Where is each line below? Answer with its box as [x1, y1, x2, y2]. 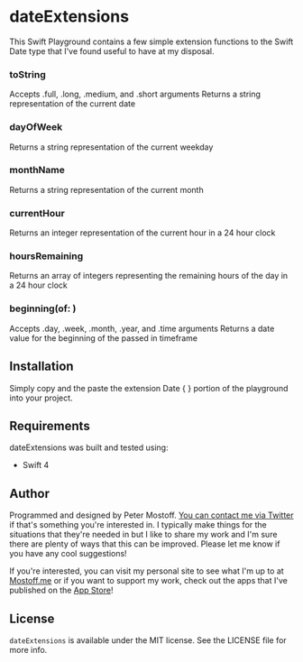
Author [9, 485, 50, 501]
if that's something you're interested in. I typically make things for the [9, 519, 268, 530]
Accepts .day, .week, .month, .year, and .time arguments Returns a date [9, 323, 275, 334]
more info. [9, 644, 48, 655]
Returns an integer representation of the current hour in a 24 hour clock [9, 227, 276, 238]
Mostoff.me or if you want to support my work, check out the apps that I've [9, 575, 289, 586]
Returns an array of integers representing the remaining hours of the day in [9, 271, 289, 281]
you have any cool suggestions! [9, 548, 128, 559]
